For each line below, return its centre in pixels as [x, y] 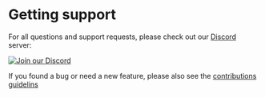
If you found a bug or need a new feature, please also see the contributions [132, 76]
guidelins [23, 84]
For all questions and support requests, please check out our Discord [122, 37]
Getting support [62, 15]
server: [20, 45]
